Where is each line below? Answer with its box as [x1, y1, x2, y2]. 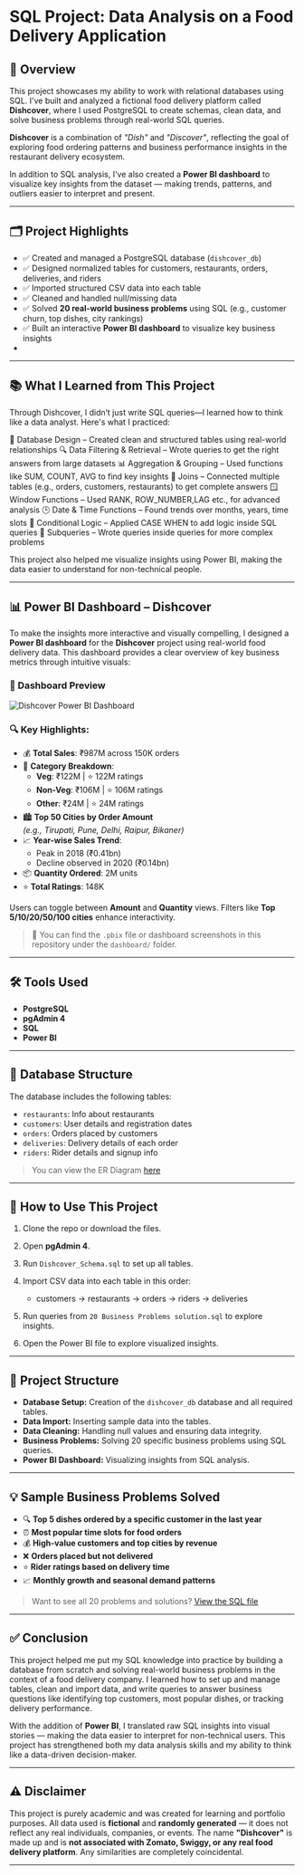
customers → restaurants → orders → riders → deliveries [35, 1293, 249, 1305]
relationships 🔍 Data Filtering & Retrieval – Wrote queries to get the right [9, 444, 280, 454]
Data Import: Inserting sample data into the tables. [22, 1416, 212, 1427]
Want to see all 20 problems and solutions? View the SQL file [31, 1596, 259, 1607]
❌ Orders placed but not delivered [22, 1551, 154, 1562]
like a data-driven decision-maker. [9, 1749, 138, 1760]
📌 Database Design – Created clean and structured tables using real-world [9, 434, 287, 445]
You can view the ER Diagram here [31, 1164, 161, 1175]
